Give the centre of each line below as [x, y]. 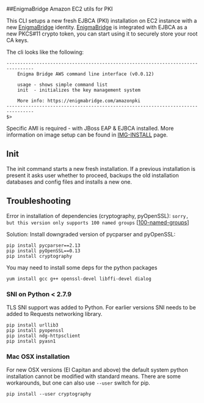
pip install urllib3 [33, 325]
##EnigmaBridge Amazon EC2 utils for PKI [60, 9]
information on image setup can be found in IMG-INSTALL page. [87, 135]
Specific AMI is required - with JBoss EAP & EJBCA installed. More [90, 128]
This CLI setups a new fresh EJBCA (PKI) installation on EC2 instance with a [102, 21]
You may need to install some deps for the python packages [82, 267]
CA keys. [18, 40]
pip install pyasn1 [31, 341]
